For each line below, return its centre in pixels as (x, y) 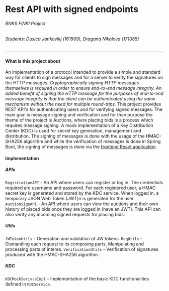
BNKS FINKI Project (25, 23)
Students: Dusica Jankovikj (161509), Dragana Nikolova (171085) (72, 39)
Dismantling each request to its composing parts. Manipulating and (75, 244)
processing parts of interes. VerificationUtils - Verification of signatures (82, 249)
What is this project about (33, 61)
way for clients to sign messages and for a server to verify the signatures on (84, 78)
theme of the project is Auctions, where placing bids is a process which (79, 120)
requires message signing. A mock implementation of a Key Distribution (79, 125)
